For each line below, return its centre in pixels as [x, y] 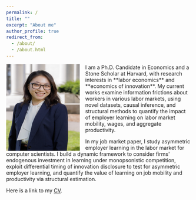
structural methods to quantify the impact [135, 111]
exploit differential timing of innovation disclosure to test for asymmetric [93, 166]
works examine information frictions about [137, 92]
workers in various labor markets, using [133, 99]
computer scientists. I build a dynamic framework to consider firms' [88, 154]
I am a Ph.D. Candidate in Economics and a [137, 67]
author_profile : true [33, 31]
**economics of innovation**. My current [134, 86]
